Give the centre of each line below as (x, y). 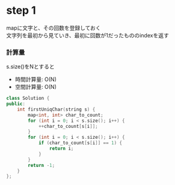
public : (16, 104)
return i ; (61, 149)
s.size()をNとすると (31, 67)
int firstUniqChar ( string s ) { (56, 109)
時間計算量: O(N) (36, 79)
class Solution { (28, 99)
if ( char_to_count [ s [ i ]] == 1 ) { (80, 143)
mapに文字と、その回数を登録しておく (54, 28)
